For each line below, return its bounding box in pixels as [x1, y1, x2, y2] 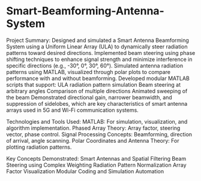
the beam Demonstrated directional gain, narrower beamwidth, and [6, 94, 172, 101]
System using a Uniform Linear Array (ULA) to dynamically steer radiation [6, 43, 188, 50]
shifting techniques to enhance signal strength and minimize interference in [6, 56, 193, 63]
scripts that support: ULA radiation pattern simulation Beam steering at [6, 81, 181, 88]
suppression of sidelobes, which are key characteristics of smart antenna [6, 100, 188, 107]
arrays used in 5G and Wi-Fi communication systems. [6, 106, 139, 113]
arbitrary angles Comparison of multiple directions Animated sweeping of [6, 87, 188, 94]
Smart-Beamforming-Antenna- [6, 4, 165, 18]
